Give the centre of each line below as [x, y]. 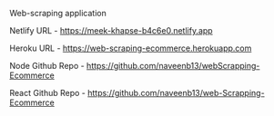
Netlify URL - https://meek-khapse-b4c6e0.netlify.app [111, 30]
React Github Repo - [48, 93]
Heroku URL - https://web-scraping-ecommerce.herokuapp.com [131, 48]
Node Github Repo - [47, 66]
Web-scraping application [58, 13]
